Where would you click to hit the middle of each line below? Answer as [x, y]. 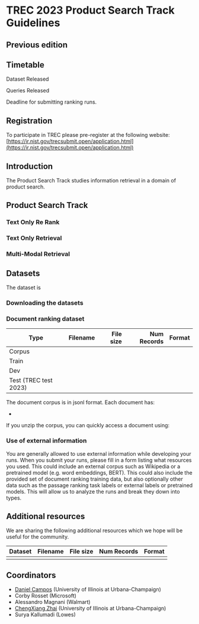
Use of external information [46, 441]
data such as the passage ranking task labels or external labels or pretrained [99, 485]
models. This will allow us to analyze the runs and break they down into [93, 491]
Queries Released [28, 91]
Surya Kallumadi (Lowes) [45, 615]
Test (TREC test [31, 380]
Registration [29, 121]
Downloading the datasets [45, 303]
